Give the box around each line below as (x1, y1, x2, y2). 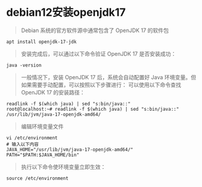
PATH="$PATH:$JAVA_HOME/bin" (6, 152, 80, 158)
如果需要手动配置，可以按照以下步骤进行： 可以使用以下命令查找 (21, 81, 181, 88)
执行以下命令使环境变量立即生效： (21, 163, 106, 170)
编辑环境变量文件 (21, 122, 64, 130)
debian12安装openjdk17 (6, 5, 126, 19)
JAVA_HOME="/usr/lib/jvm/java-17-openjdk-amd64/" (6, 146, 134, 153)
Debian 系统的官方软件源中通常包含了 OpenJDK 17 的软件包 (21, 27, 169, 34)
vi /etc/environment (6, 134, 58, 141)
